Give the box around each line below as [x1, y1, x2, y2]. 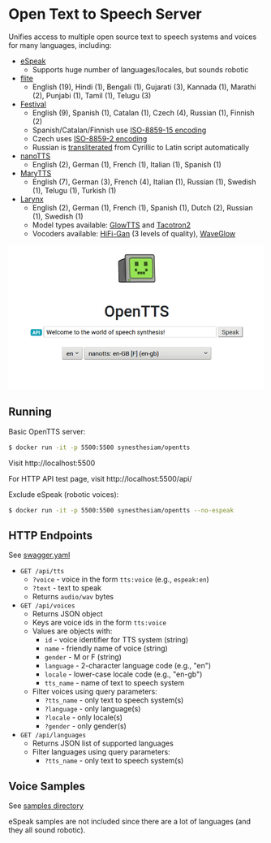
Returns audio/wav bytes [32, 592, 114, 602]
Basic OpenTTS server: [8, 426, 86, 436]
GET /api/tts [19, 568, 65, 576]
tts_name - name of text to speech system [44, 678, 185, 688]
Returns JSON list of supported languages [32, 738, 174, 748]
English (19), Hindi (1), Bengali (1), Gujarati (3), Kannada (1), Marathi [32, 82, 256, 92]
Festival [19, 99, 47, 109]
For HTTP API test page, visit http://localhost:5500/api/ [8, 473, 192, 483]
